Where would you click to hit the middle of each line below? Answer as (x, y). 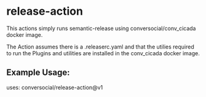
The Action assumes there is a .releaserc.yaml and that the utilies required (101, 47)
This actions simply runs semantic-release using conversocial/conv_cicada (101, 28)
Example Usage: (38, 73)
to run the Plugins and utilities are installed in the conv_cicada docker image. (103, 53)
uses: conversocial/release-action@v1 (55, 87)
